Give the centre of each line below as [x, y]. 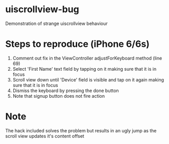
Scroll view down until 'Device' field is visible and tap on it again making [88, 79]
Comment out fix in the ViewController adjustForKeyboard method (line [87, 58]
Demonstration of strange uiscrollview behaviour [57, 23]
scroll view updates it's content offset [45, 136]
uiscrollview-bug [42, 9]
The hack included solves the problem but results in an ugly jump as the [81, 130]
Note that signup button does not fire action [59, 96]
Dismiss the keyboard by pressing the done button [66, 91]
